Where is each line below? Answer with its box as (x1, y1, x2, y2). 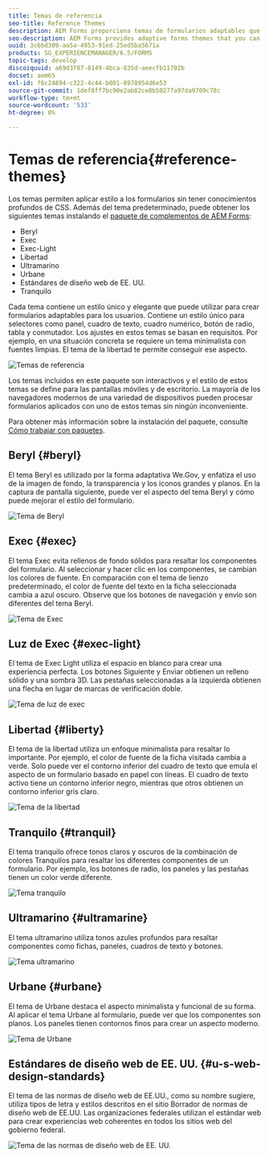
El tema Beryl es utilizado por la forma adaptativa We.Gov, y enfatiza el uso (8, 470, 257, 479)
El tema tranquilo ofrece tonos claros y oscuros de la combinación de (8, 847, 238, 856)
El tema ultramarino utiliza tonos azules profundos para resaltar (8, 932, 218, 942)
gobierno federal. (8, 1125, 66, 1135)
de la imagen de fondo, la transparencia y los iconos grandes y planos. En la (8, 479, 261, 488)
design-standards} (8, 1069, 106, 1084)
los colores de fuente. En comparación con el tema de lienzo (8, 572, 209, 582)
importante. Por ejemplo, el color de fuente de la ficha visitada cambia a (8, 752, 247, 763)
